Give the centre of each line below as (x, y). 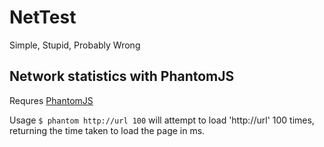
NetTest (43, 17)
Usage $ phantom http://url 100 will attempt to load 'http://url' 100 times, (162, 120)
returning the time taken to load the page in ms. (107, 130)
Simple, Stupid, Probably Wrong (75, 45)
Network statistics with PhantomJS (122, 76)
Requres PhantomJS (51, 100)
